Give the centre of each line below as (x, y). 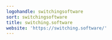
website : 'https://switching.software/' (57, 28)
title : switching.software (39, 22)
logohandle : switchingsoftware (45, 11)
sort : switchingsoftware (37, 17)
